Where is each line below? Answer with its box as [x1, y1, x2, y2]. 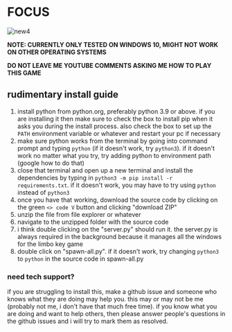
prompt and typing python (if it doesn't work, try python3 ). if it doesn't [17, 143, 215, 152]
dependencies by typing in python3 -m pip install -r [17, 173, 173, 182]
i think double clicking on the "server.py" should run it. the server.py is [17, 225, 218, 233]
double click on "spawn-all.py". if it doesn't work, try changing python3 [17, 247, 220, 255]
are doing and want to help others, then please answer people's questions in [7, 310, 226, 318]
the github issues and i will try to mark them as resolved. [7, 317, 168, 326]
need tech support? [7, 272, 75, 281]
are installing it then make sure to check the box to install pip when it [17, 114, 213, 123]
